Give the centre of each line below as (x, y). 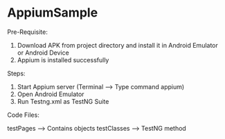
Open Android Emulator (51, 94)
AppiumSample (53, 13)
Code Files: (23, 115)
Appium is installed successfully (63, 59)
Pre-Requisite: (28, 32)
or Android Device (43, 53)
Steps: (16, 73)
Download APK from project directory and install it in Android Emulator (117, 45)
